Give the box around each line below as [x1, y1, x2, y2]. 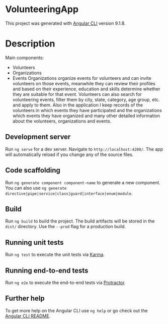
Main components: [5, 55, 44, 61]
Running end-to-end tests [5, 266, 89, 275]
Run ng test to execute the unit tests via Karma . [5, 251, 105, 258]
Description [5, 38, 55, 49]
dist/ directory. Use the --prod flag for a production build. [5, 224, 126, 230]
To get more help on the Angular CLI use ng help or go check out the [5, 307, 148, 313]
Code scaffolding [5, 166, 60, 175]
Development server [5, 133, 71, 141]
